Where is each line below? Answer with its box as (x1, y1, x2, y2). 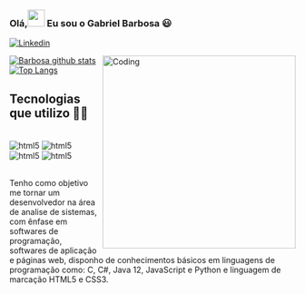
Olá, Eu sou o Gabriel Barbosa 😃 (9, 16, 172, 29)
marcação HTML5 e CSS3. (9, 274, 109, 285)
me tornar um (9, 187, 61, 199)
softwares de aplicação (9, 245, 97, 256)
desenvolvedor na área (9, 197, 95, 208)
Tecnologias (9, 91, 81, 106)
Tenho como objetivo (9, 178, 89, 189)
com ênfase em (9, 216, 68, 227)
